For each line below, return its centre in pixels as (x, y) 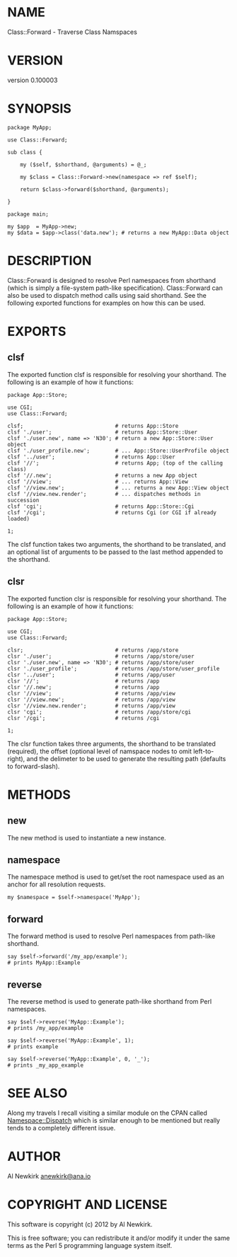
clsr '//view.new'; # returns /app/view (91, 700)
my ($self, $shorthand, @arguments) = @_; (83, 164)
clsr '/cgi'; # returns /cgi (83, 718)
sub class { (25, 152)
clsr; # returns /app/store (93, 650)
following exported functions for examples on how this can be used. (106, 303)
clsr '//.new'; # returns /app (83, 687)
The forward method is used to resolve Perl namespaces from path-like (111, 936)
